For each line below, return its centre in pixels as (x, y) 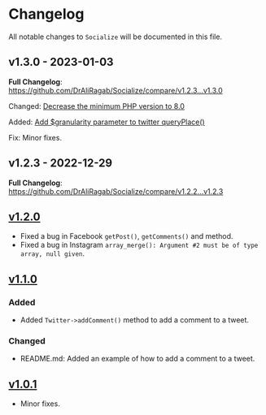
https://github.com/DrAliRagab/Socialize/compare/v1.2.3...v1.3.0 (116, 90)
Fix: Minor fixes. (35, 137)
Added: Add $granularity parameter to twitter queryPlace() (107, 122)
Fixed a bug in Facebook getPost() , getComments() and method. (126, 236)
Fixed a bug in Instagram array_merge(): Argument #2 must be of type (139, 245)
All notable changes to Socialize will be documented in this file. (115, 37)
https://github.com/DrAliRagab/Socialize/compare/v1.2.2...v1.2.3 (116, 191)
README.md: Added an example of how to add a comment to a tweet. (137, 359)
